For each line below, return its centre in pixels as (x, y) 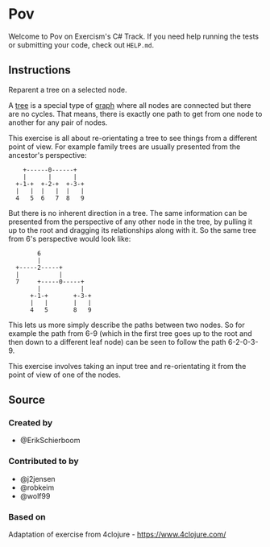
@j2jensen (37, 479)
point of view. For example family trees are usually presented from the (125, 147)
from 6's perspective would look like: (70, 238)
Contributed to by (44, 462)
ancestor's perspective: (48, 155)
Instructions (39, 70)
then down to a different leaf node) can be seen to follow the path (118, 342)
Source (27, 400)
